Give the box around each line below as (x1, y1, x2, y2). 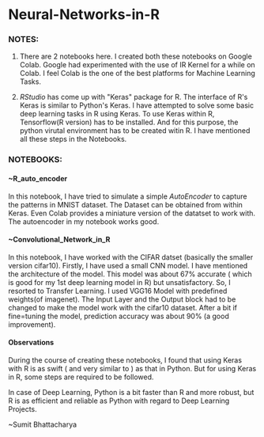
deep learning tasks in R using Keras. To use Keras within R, (19, 109, 215, 119)
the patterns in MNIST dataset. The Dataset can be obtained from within (8, 199, 243, 209)
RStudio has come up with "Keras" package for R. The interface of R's (19, 93, 248, 102)
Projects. (8, 405, 37, 414)
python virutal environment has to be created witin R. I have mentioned (19, 126, 251, 135)
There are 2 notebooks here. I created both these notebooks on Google (19, 51, 253, 61)
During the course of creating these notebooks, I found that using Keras (8, 355, 243, 365)
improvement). (8, 319, 56, 329)
